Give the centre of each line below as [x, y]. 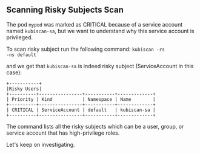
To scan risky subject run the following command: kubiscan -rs [85, 49]
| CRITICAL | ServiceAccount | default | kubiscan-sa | [81, 110]
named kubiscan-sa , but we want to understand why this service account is [100, 31]
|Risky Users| [24, 89]
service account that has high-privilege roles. [63, 133]
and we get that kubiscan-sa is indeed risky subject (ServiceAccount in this [100, 66]
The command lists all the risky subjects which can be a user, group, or [95, 126]
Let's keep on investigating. [41, 144]
